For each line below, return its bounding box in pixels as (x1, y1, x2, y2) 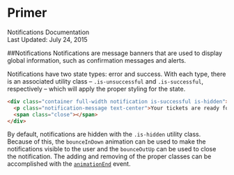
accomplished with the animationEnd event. (7, 160, 131, 168)
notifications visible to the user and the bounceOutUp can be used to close (7, 145, 217, 153)
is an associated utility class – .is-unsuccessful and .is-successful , (7, 77, 204, 85)
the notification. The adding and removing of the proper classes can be (7, 152, 212, 161)
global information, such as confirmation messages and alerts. (7, 56, 187, 64)
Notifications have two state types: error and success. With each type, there (7, 70, 226, 78)
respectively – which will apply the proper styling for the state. (7, 84, 186, 93)
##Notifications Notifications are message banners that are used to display (7, 49, 223, 57)
